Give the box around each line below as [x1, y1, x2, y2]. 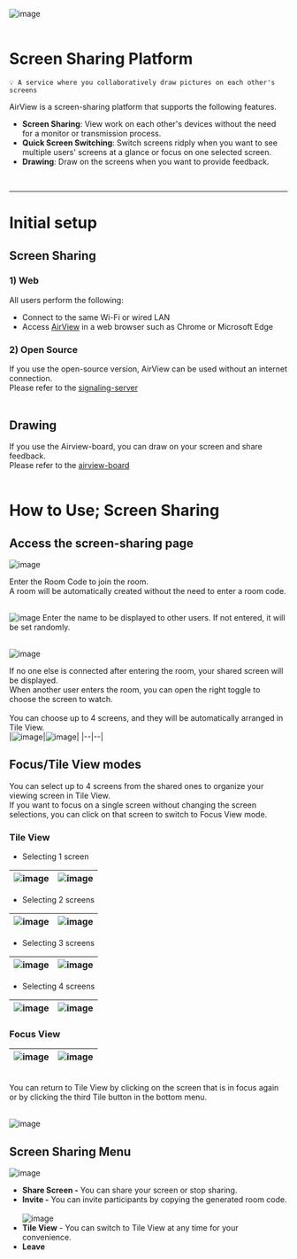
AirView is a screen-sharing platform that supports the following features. [9, 101, 277, 112]
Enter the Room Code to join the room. [9, 576, 148, 587]
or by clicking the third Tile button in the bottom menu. [9, 1091, 208, 1103]
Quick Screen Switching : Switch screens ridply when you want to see [21, 137, 278, 148]
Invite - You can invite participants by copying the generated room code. [21, 1194, 287, 1205]
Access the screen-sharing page [9, 536, 194, 551]
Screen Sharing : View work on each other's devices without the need [21, 118, 277, 129]
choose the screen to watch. [9, 693, 113, 704]
